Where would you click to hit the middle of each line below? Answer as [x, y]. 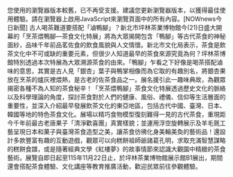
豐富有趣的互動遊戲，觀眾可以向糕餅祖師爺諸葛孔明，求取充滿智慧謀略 [126, 140]
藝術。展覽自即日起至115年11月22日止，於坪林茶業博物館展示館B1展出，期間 [115, 158]
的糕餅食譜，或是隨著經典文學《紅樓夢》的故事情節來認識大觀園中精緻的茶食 [116, 149]
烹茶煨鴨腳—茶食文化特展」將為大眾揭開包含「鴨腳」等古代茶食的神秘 [126, 36]
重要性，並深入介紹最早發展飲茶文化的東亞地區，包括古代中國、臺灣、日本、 [116, 106]
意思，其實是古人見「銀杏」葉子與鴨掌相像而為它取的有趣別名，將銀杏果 [122, 71]
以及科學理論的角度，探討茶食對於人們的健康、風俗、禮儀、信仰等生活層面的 [116, 97]
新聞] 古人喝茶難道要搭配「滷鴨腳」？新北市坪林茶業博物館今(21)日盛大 [114, 27]
